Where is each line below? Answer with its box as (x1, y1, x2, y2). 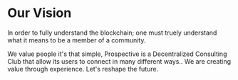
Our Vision (7, 5, 72, 21)
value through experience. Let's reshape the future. (7, 64, 159, 73)
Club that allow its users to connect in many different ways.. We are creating (7, 57, 232, 65)
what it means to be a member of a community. (7, 35, 146, 44)
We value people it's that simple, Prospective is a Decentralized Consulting (7, 50, 227, 58)
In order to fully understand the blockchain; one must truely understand (7, 28, 217, 37)
